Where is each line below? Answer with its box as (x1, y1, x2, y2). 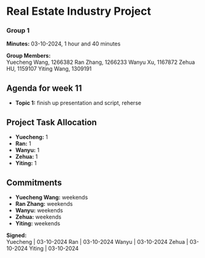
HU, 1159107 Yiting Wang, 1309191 (6, 65, 92, 72)
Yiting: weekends (15, 219, 60, 227)
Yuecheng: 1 (15, 133, 48, 141)
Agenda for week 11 (6, 83, 82, 93)
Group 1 (6, 26, 29, 35)
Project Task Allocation (6, 117, 97, 127)
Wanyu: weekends (15, 206, 63, 214)
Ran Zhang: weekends (15, 200, 73, 207)
